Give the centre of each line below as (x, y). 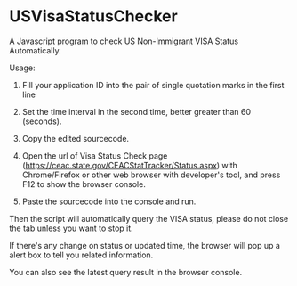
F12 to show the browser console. (84, 184)
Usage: (22, 68)
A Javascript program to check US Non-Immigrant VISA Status (124, 41)
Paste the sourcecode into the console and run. (109, 201)
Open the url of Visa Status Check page (95, 155)
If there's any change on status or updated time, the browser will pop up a (144, 245)
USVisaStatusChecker (93, 16)
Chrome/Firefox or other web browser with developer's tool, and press (151, 175)
